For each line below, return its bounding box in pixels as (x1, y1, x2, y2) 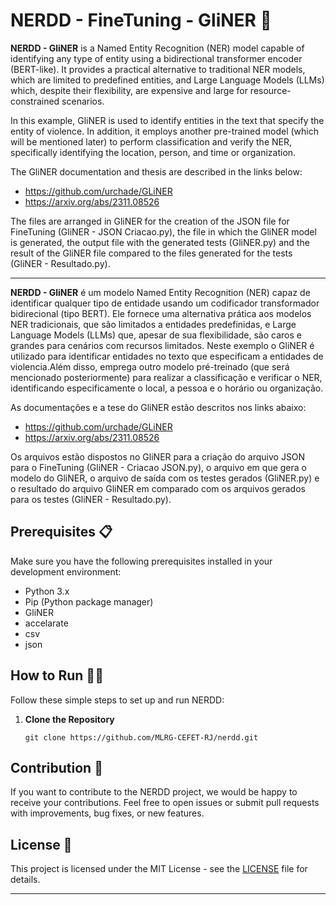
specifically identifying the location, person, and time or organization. (10, 146, 297, 158)
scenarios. (61, 95, 105, 107)
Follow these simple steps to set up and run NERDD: (10, 694, 225, 706)
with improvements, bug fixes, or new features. (10, 807, 205, 819)
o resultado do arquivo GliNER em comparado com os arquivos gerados (10, 482, 306, 494)
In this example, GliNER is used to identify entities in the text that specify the (10, 114, 325, 126)
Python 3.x (24, 585, 70, 597)
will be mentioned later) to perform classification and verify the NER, (10, 135, 292, 148)
